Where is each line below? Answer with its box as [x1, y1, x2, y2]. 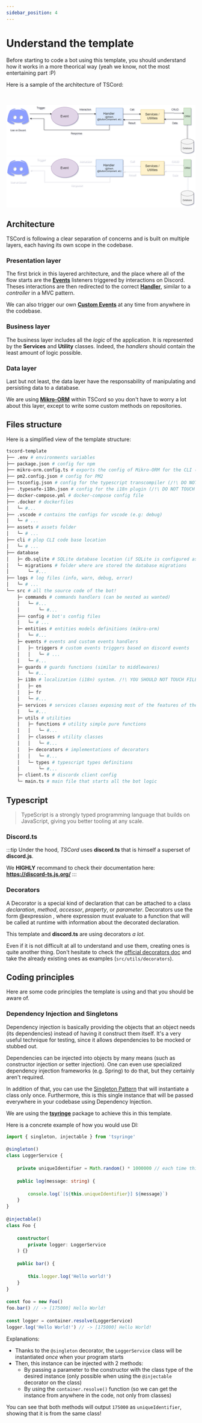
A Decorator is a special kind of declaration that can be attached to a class [6, 899, 191, 907]
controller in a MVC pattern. [6, 289, 75, 296]
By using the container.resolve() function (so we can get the [23, 1385, 177, 1392]
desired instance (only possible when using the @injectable [23, 1372, 173, 1380]
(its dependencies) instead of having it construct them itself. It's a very [6, 1030, 182, 1037]
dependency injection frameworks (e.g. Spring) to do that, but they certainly [6, 1067, 195, 1074]
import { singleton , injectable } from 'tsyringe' [6, 1133, 136, 1140]
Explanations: [6, 1335, 40, 1342]
